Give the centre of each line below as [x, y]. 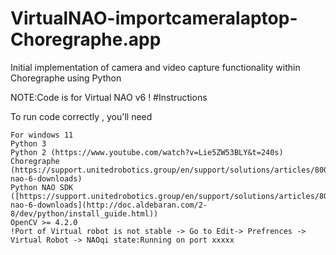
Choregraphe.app [86, 39]
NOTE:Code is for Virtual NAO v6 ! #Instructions [109, 97]
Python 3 [28, 143]
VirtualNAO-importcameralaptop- [154, 18]
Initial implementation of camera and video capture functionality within [155, 67]
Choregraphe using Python [66, 78]
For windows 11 [42, 135]
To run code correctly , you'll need [81, 116]
